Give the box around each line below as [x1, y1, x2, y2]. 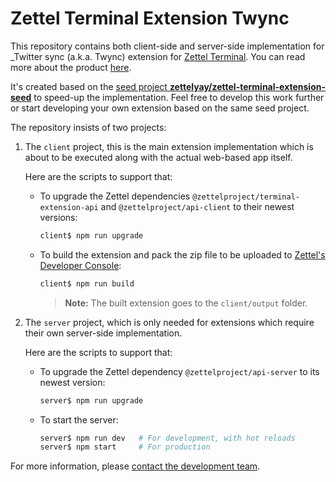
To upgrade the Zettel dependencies [39, 190, 191, 202]
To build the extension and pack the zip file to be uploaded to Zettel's [39, 248, 326, 261]
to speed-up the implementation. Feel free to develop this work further [33, 91, 325, 103]
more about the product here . [10, 61, 132, 73]
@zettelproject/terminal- [192, 192, 300, 202]
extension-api [39, 202, 99, 212]
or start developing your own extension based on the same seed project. [10, 102, 310, 114]
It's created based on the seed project [10, 80, 168, 92]
